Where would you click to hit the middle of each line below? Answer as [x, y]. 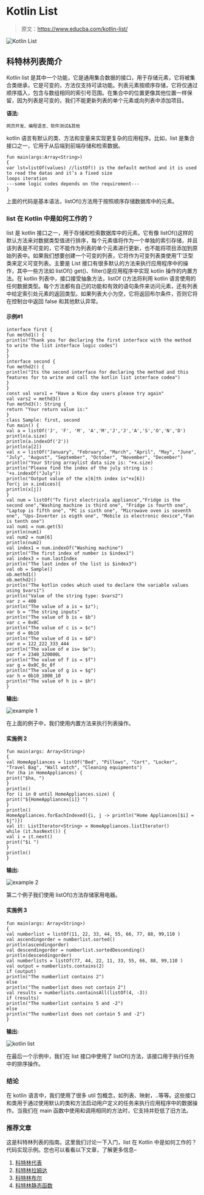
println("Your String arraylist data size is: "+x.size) [80, 463]
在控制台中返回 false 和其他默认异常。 [54, 301]
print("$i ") [23, 842]
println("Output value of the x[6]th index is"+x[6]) [76, 479]
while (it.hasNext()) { [36, 832]
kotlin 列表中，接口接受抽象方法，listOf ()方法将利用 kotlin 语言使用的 [110, 279]
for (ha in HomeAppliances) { [45, 773]
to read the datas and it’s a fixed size [59, 173]
